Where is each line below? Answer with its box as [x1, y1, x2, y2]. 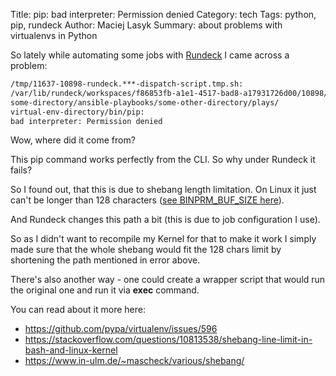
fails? [10, 164, 33, 176]
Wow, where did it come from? [10, 134, 136, 146]
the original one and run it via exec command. [10, 284, 200, 296]
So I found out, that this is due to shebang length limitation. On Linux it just [10, 184, 317, 196]
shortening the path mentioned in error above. [10, 254, 201, 266]
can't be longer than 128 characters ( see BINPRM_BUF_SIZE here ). [10, 194, 285, 206]
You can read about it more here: [10, 304, 146, 316]
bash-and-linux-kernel [24, 344, 118, 356]
